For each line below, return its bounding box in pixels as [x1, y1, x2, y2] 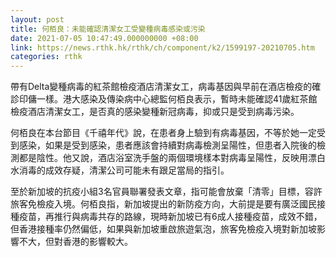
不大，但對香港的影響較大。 [18, 236, 133, 248]
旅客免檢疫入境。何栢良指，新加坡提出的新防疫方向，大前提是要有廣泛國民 [10, 198, 317, 210]
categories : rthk [10, 52, 83, 62]
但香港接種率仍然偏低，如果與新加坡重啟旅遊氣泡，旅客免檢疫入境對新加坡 [10, 223, 317, 235]
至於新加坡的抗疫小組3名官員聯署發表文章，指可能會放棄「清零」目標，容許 [10, 186, 323, 198]
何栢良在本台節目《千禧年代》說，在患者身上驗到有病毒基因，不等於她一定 [10, 127, 317, 139]
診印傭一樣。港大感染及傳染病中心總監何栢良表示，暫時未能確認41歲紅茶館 [10, 93, 318, 105]
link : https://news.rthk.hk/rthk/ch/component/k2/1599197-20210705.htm [10, 42, 315, 53]
